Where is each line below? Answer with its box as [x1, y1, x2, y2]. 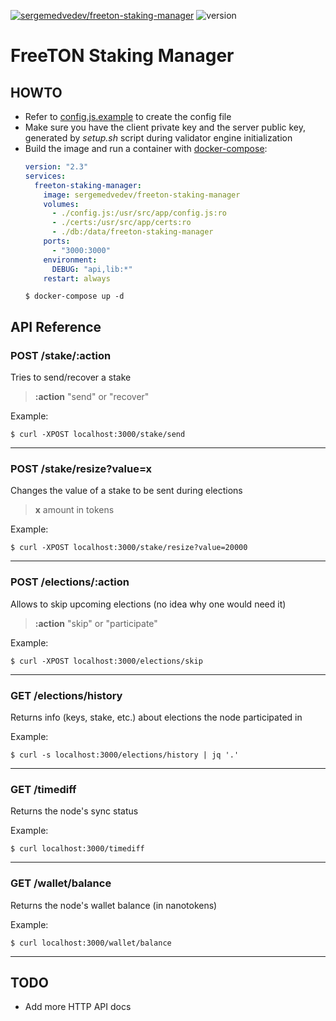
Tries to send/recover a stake [10, 371, 132, 384]
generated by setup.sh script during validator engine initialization [24, 132, 293, 144]
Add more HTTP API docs [24, 1001, 132, 1013]
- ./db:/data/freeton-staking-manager [51, 227, 214, 237]
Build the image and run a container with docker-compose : [24, 143, 268, 154]
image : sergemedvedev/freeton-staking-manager [43, 190, 241, 200]
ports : [43, 236, 71, 246]
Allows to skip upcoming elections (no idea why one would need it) [10, 598, 287, 610]
